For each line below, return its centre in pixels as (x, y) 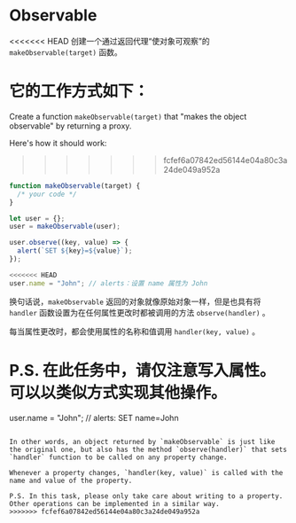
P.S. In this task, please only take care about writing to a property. (146, 496)
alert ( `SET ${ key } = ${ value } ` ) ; (75, 251)
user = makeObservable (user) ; (65, 227)
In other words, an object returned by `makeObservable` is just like (142, 441)
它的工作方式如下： (79, 92)
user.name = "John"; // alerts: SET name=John (94, 418)
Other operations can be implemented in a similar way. (114, 503)
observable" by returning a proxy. (70, 126)
